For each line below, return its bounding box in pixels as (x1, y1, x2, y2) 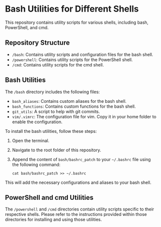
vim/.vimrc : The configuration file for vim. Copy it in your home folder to (12, 113, 157, 119)
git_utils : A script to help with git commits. (12, 108, 100, 114)
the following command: (12, 162, 61, 167)
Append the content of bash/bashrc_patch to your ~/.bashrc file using (12, 156, 151, 162)
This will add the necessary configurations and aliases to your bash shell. (5, 179, 152, 185)
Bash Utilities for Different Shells (5, 3, 139, 15)
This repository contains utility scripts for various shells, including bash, (5, 19, 149, 25)
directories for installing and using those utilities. (5, 217, 102, 223)
